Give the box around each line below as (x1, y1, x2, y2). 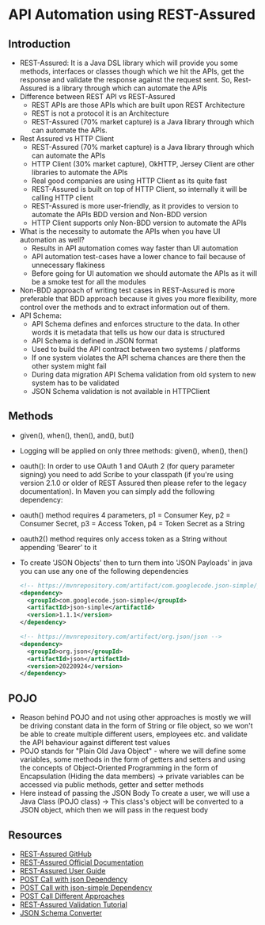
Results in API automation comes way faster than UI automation (31, 243, 239, 253)
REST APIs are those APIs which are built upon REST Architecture (31, 101, 245, 109)
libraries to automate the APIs (31, 168, 128, 177)
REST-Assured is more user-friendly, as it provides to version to (31, 201, 239, 211)
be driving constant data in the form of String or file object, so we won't (19, 721, 253, 731)
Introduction (8, 37, 71, 51)
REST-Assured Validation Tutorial (19, 900, 128, 909)
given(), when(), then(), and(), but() (19, 430, 134, 440)
